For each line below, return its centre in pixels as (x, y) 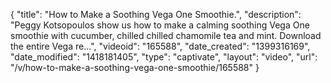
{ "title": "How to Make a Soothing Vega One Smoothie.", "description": (156, 14)
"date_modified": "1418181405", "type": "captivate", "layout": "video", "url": (164, 57)
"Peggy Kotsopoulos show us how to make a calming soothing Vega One (160, 25)
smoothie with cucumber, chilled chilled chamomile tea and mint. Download (166, 35)
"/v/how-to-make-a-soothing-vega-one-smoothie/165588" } (135, 67)
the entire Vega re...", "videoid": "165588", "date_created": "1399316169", (160, 46)
